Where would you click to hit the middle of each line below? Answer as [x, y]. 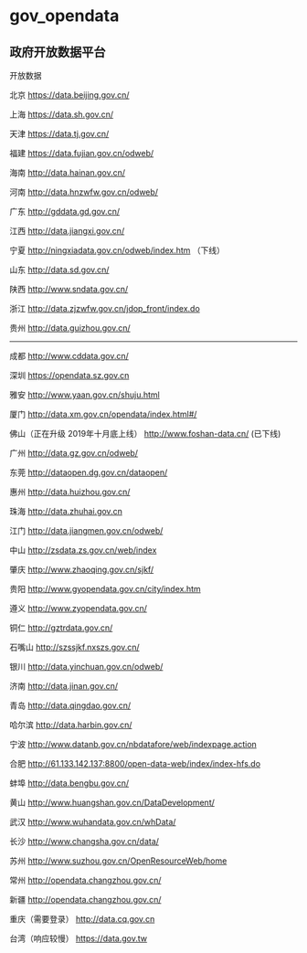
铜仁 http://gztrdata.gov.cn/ [61, 628]
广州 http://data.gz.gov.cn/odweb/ [74, 453]
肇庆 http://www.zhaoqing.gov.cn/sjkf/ [82, 569]
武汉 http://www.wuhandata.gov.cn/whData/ [93, 822]
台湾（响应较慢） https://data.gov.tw [79, 938]
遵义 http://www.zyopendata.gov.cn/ [79, 608]
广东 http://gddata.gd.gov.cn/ [65, 212]
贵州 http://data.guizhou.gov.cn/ [70, 328]
